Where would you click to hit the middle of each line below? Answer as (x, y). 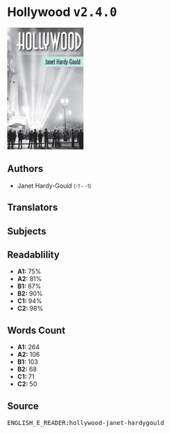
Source (23, 406)
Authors (25, 169)
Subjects (27, 231)
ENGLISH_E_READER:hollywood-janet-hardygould (86, 423)
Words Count (36, 330)
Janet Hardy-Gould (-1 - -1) (54, 186)
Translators (33, 208)
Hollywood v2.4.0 (62, 12)
